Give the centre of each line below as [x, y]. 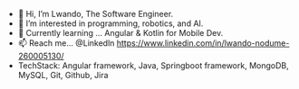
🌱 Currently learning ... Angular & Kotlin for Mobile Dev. [121, 33]
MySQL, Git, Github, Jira [63, 75]
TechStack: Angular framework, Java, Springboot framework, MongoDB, [153, 66]
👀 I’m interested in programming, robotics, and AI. [111, 23]
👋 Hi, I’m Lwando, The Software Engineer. [96, 14]
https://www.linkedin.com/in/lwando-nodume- [203, 43]
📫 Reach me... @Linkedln [66, 43]
